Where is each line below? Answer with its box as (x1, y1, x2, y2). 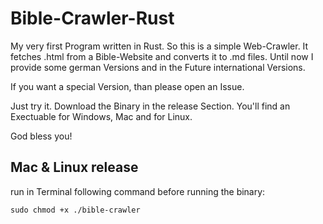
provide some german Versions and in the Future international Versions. (10, 61, 306, 73)
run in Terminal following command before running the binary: (10, 185, 266, 197)
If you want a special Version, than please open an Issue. (10, 80, 245, 92)
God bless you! (10, 130, 73, 142)
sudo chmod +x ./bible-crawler (10, 205, 141, 215)
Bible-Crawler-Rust (10, 7, 175, 30)
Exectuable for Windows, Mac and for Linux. (10, 110, 193, 122)
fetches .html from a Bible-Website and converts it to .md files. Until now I (10, 50, 314, 62)
